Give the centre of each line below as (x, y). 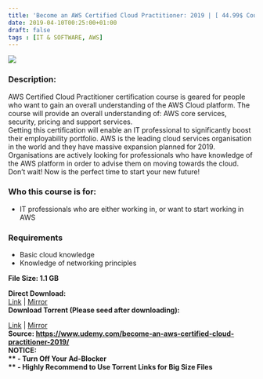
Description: (32, 79)
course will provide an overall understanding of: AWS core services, (117, 113)
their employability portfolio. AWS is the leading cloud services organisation (130, 138)
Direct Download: (37, 293)
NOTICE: (22, 351)
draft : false (29, 30)
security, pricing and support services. (70, 122)
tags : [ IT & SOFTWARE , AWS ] (56, 37)
